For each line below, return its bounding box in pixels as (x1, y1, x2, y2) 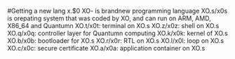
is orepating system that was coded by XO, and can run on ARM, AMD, (7, 14, 212, 22)
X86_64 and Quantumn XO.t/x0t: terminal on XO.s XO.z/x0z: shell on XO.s (7, 22, 220, 29)
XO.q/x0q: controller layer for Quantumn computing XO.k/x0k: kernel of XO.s (7, 29, 228, 37)
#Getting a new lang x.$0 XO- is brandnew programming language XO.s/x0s (7, 7, 228, 15)
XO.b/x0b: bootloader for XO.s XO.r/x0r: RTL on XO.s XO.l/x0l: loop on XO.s (7, 37, 224, 45)
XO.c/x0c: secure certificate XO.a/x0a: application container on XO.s (7, 44, 206, 52)
